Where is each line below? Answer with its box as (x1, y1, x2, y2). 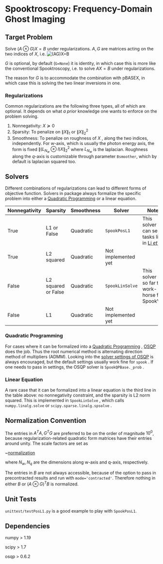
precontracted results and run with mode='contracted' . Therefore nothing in (5, 475, 156, 481)
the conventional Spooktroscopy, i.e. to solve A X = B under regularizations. (5, 65, 156, 71)
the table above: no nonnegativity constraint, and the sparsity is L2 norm (5, 392, 150, 398)
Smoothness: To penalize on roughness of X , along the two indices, (12, 135, 148, 141)
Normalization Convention (5, 417, 86, 425)
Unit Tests (5, 495, 36, 503)
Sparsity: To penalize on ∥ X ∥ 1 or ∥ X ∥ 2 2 (12, 128, 88, 136)
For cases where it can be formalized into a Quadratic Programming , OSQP (5, 343, 156, 349)
